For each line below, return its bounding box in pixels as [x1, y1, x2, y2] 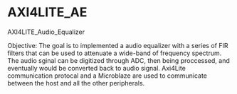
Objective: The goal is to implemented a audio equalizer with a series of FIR [7, 41, 228, 49]
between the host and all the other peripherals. [7, 78, 145, 87]
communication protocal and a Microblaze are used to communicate [7, 71, 208, 80]
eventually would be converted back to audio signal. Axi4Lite [7, 64, 186, 72]
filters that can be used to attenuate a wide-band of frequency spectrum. [7, 49, 222, 57]
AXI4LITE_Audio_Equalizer [7, 28, 85, 36]
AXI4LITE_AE [7, 4, 88, 20]
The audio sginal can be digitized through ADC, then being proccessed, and [7, 56, 230, 64]
